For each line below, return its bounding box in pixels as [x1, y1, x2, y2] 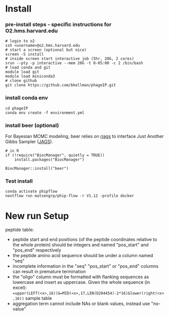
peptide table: [5, 227, 34, 233]
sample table [25, 295, 52, 301]
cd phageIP [5, 106, 28, 111]
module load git [5, 69, 39, 74]
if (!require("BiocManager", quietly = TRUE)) [5, 153, 105, 158]
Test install [5, 178, 33, 184]
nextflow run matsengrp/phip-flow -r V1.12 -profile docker [5, 193, 135, 199]
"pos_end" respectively [12, 247, 62, 253]
